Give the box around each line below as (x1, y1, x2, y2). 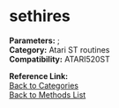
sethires (9, 6, 71, 26)
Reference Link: (9, 70, 69, 81)
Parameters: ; (9, 35, 60, 46)
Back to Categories (9, 80, 79, 90)
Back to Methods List (9, 90, 86, 100)
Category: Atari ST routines (9, 44, 110, 54)
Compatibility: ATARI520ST (9, 54, 110, 64)
